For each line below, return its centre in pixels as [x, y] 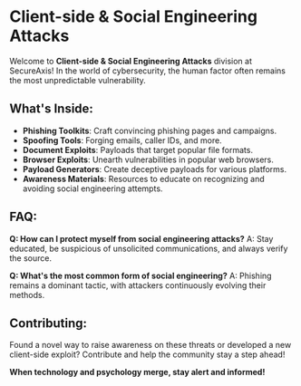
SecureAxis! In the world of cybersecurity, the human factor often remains [147, 71]
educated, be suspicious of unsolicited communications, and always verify [149, 248]
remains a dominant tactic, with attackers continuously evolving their [138, 285]
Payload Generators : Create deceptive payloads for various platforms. [155, 169]
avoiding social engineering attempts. [92, 188]
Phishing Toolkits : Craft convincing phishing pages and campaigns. [150, 130]
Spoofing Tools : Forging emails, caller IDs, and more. [122, 140]
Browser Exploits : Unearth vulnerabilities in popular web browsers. [148, 159]
